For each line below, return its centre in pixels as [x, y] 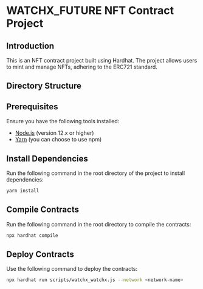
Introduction [30, 46]
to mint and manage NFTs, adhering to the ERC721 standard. [82, 67]
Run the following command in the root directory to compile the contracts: [99, 224]
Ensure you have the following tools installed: [63, 121]
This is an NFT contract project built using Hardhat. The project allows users [102, 60]
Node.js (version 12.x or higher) [54, 133]
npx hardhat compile [33, 235]
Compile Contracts [43, 210]
